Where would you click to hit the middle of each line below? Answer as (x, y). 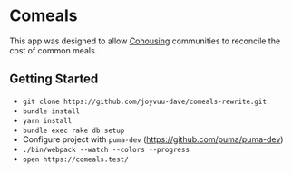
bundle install (51, 111)
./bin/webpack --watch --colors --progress (106, 149)
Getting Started (54, 79)
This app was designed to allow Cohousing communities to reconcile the (145, 41)
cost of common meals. (54, 50)
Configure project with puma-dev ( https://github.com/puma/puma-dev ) (153, 139)
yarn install (47, 120)
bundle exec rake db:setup (73, 130)
